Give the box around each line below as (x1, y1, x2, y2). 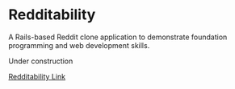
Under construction (8, 56, 73, 66)
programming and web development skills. (8, 40, 150, 50)
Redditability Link (8, 71, 66, 81)
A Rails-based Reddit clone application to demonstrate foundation (8, 32, 228, 42)
